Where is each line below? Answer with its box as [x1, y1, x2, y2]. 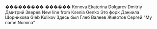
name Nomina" [5, 20, 35, 25]
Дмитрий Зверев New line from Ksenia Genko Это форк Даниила [5, 9, 140, 15]
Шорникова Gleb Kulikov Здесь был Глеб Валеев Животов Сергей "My [5, 14, 152, 20]
